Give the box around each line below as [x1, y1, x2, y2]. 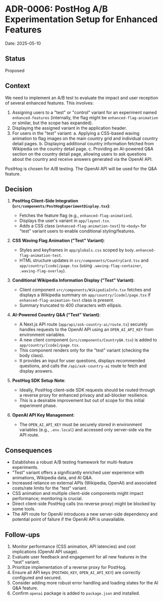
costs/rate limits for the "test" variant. [12, 485, 88, 491]
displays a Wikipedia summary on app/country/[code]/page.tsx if [19, 292, 151, 298]
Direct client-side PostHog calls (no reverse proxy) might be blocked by [12, 501, 156, 507]
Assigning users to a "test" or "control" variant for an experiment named [12, 109, 157, 115]
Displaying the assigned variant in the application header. [12, 125, 127, 131]
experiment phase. [19, 402, 57, 409]
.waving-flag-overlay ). [19, 268, 66, 274]
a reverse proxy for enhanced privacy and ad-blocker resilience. [19, 392, 148, 398]
